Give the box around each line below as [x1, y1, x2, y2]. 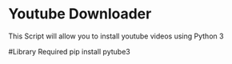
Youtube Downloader [8, 5, 152, 23]
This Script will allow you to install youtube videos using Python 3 [8, 31, 224, 41]
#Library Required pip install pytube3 [8, 46, 130, 56]
